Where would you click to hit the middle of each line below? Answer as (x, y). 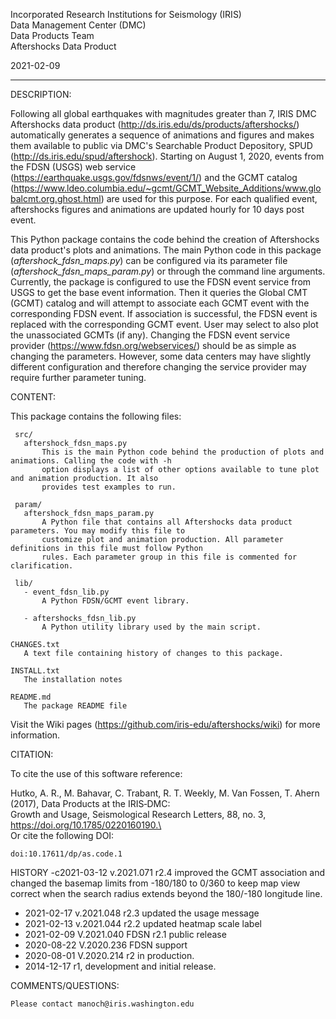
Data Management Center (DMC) (78, 25)
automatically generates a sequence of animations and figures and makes (162, 135)
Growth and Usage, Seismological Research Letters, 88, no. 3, (138, 814)
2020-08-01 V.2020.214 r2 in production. (109, 955)
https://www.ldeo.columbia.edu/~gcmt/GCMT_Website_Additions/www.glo (167, 188)
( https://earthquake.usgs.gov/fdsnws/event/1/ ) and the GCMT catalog (154, 177)
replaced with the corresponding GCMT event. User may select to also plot (164, 324)
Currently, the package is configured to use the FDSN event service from (161, 282)
